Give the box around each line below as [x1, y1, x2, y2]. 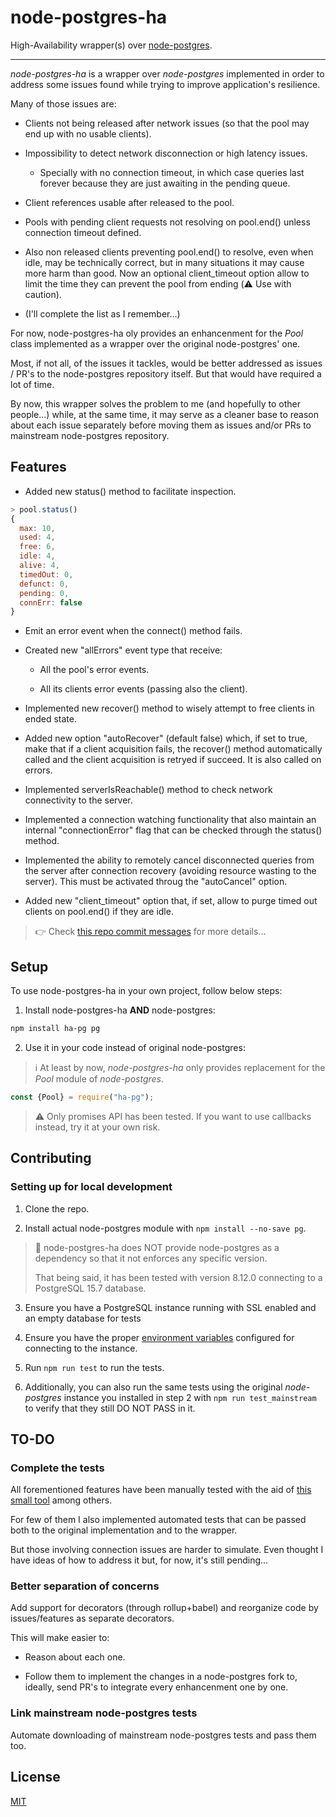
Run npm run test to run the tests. [24, 1361, 165, 1373]
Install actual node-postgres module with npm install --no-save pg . [24, 1222, 307, 1234]
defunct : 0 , [19, 579, 70, 589]
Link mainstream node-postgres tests [10, 1706, 198, 1720]
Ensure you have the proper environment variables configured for [24, 1331, 295, 1343]
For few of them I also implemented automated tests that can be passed [10, 1514, 307, 1526]
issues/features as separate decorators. [10, 1612, 175, 1625]
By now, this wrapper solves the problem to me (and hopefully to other [10, 397, 301, 410]
